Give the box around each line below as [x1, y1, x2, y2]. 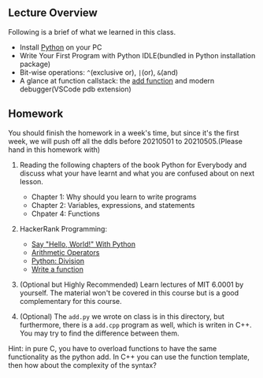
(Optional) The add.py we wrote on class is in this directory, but [19, 311, 224, 321]
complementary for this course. [19, 296, 122, 306]
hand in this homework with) [8, 145, 101, 154]
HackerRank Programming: [19, 224, 108, 233]
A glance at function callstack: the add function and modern [19, 76, 215, 85]
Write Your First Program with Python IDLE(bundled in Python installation [19, 50, 256, 60]
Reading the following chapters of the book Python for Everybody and [19, 160, 247, 169]
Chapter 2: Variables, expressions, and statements [31, 200, 195, 209]
